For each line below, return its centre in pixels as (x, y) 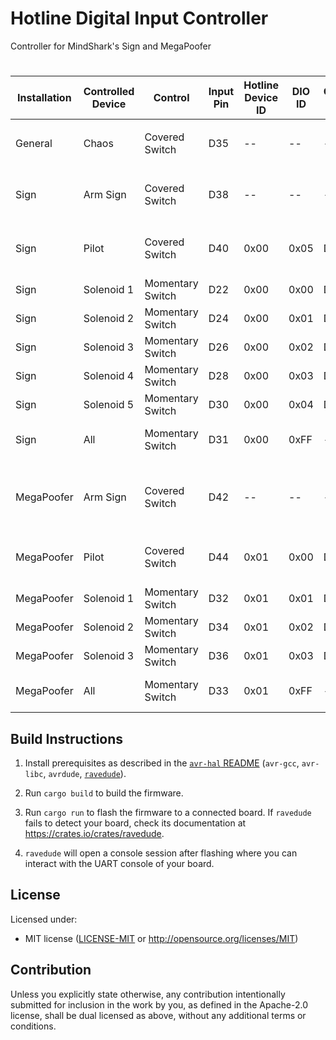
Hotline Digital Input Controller (139, 18)
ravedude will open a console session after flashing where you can (161, 853)
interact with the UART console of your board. (119, 863)
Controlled (109, 92)
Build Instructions (67, 738)
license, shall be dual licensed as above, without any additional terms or (158, 1015)
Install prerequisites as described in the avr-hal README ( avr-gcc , (162, 763)
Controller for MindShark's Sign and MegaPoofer (111, 46)
